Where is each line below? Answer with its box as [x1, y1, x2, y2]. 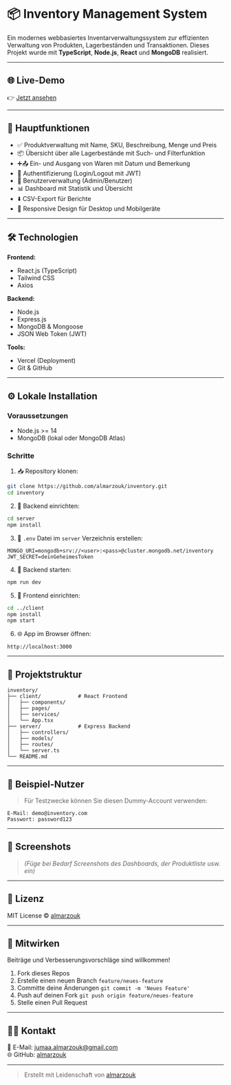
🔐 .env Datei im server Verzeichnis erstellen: [16, 534, 143, 542]
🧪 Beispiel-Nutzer [7, 778, 85, 790]
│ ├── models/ [7, 735, 54, 742]
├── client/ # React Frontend [7, 693, 128, 700]
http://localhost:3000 [7, 644, 72, 651]
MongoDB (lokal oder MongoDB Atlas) [16, 434, 126, 442]
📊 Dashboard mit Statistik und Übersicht [16, 184, 133, 192]
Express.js [16, 315, 47, 324]
